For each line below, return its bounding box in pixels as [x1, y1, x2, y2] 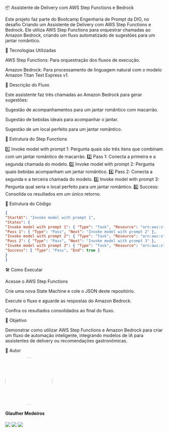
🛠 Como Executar [5, 267, 43, 273]
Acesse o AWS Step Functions [5, 278, 68, 284]
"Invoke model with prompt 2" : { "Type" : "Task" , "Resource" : [5, 234, 138, 239]
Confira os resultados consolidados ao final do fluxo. [5, 307, 115, 313]
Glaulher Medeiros [5, 410, 45, 416]
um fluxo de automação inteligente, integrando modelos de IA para [5, 332, 144, 338]
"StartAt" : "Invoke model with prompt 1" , [5, 215, 96, 220]
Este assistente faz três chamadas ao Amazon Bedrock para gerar [5, 92, 142, 98]
